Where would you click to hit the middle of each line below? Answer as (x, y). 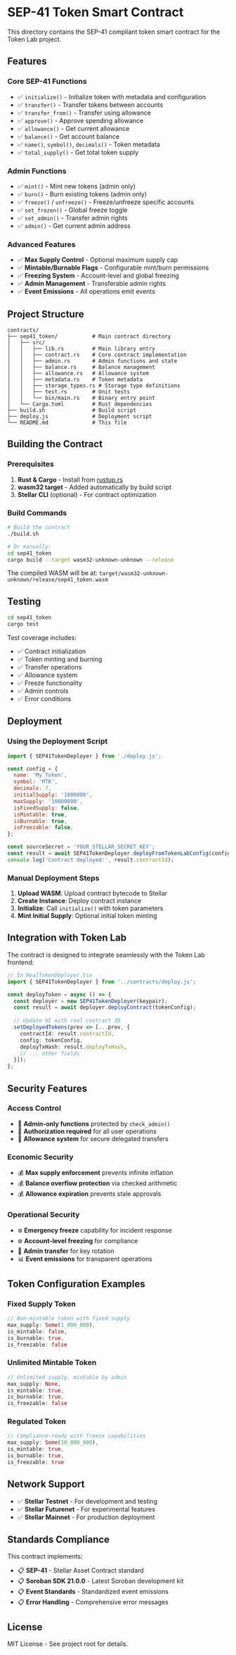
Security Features (47, 1088)
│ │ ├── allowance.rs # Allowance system (78, 374)
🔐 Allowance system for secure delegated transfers (93, 1138)
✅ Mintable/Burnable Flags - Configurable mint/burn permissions (113, 268)
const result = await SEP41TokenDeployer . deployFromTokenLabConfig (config (119, 854)
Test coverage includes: (42, 637)
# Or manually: (29, 546)
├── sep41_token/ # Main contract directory (89, 336)
